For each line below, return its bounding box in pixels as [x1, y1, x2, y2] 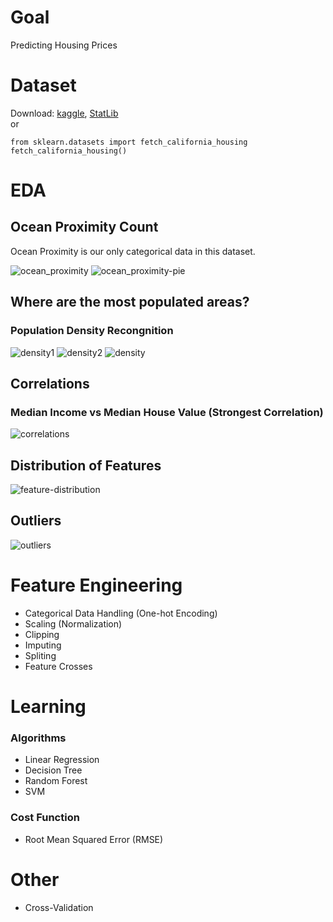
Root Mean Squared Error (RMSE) [24, 833, 164, 845]
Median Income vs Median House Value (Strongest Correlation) [10, 405, 324, 419]
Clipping [24, 628, 60, 640]
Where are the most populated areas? [10, 294, 250, 311]
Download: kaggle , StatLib [10, 107, 119, 119]
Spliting [24, 649, 57, 661]
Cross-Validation [24, 901, 94, 913]
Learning [10, 696, 87, 718]
